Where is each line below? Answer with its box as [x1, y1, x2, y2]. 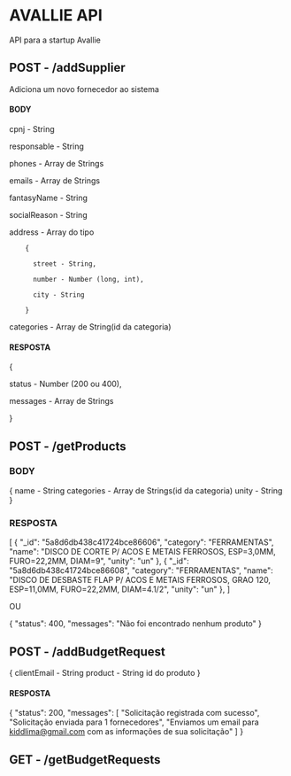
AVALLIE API [9, 5, 103, 26]
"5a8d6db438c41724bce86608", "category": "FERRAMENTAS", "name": [9, 565, 273, 576]
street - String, [32, 259, 97, 268]
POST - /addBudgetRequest [9, 644, 166, 659]
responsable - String [9, 141, 84, 151]
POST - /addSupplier [9, 60, 126, 75]
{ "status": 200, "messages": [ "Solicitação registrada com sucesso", [9, 708, 260, 718]
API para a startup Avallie [9, 35, 102, 45]
